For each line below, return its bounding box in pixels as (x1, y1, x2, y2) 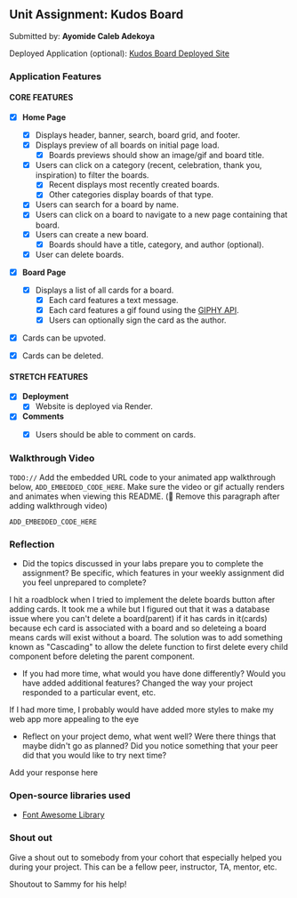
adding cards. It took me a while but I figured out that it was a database (9, 604, 270, 614)
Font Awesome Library (21, 809, 105, 821)
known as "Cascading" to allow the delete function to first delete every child (9, 642, 289, 653)
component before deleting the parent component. (9, 651, 196, 661)
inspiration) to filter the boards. (35, 170, 149, 180)
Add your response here (9, 767, 99, 778)
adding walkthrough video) (9, 500, 108, 510)
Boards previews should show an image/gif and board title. (48, 150, 265, 161)
